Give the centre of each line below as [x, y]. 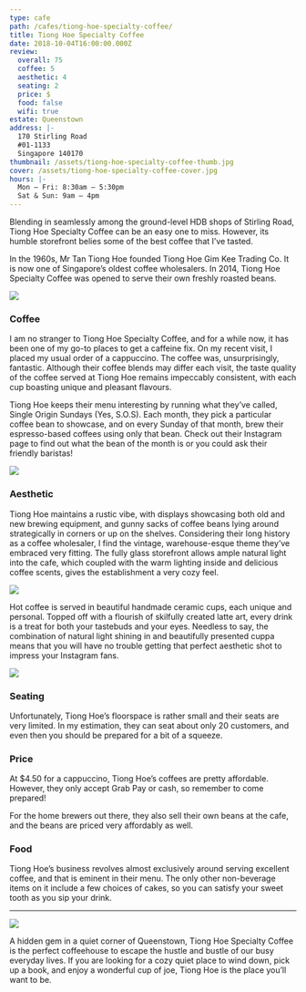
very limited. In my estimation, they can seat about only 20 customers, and [149, 725]
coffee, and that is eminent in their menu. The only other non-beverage [143, 878]
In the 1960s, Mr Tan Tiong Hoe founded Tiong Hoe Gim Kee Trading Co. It [149, 259]
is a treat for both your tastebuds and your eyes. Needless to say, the [139, 626]
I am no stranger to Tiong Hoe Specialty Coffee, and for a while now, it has [149, 339]
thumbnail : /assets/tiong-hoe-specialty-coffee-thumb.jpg [122, 162]
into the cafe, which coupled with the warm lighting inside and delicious [144, 563]
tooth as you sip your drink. [61, 898]
